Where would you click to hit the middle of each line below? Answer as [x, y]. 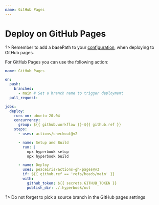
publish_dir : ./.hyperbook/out [59, 188]
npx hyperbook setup [48, 152]
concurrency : [27, 120]
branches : [24, 89]
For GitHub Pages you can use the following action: [57, 62]
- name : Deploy [34, 165]
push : [15, 84]
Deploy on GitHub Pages [56, 33]
